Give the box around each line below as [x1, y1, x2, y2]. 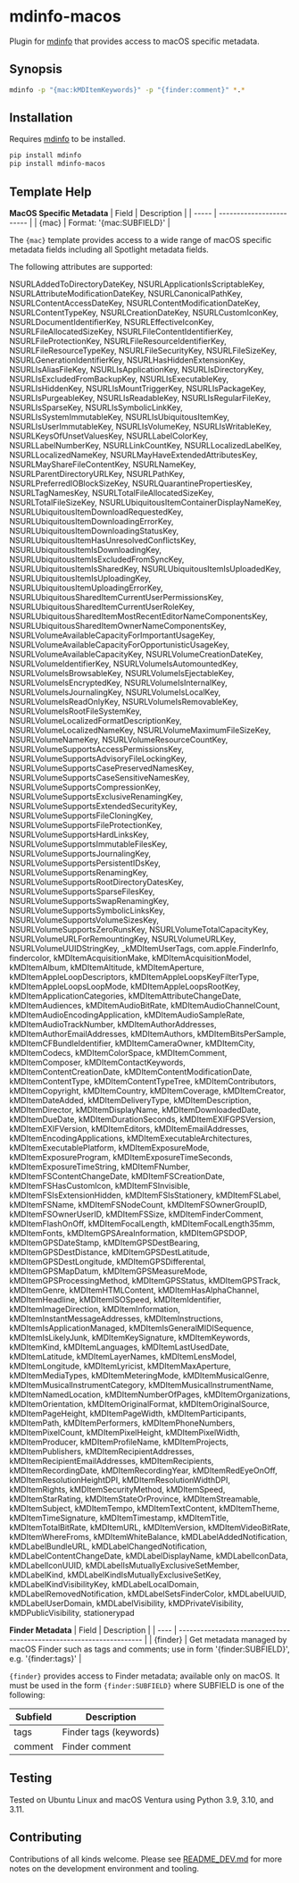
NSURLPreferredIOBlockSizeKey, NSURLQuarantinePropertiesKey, [9, 478, 253, 489]
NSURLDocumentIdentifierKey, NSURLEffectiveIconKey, [9, 317, 214, 327]
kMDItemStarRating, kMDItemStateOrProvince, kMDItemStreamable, [9, 1494, 261, 1504]
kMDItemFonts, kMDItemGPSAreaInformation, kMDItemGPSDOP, [9, 1228, 248, 1238]
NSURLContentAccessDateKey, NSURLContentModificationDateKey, [9, 297, 261, 308]
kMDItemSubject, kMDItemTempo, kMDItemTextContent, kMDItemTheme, [9, 1503, 279, 1513]
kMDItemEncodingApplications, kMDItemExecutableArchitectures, [9, 1133, 253, 1143]
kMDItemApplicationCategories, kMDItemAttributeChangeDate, [9, 991, 242, 1001]
